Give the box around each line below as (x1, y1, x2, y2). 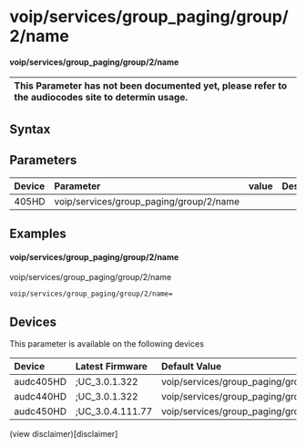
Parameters (9, 152, 77, 168)
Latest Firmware (75, 360, 148, 372)
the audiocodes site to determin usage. (14, 91, 189, 104)
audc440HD (14, 391, 66, 402)
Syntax (9, 121, 51, 137)
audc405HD (14, 376, 66, 388)
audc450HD (14, 405, 66, 417)
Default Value (160, 360, 221, 372)
